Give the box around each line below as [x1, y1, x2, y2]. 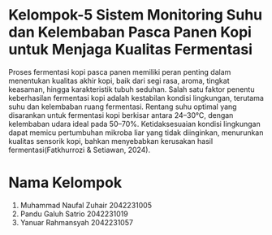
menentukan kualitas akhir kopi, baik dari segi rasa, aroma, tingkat [8, 76, 230, 85]
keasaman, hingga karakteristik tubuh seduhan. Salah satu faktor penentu [8, 84, 255, 94]
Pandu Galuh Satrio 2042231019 [19, 209, 128, 219]
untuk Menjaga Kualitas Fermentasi [8, 41, 253, 59]
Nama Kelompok [8, 173, 123, 192]
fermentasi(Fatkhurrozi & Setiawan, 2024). [8, 145, 151, 154]
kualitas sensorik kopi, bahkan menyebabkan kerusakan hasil [8, 136, 214, 146]
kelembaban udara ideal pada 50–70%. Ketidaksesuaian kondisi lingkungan [8, 119, 261, 128]
